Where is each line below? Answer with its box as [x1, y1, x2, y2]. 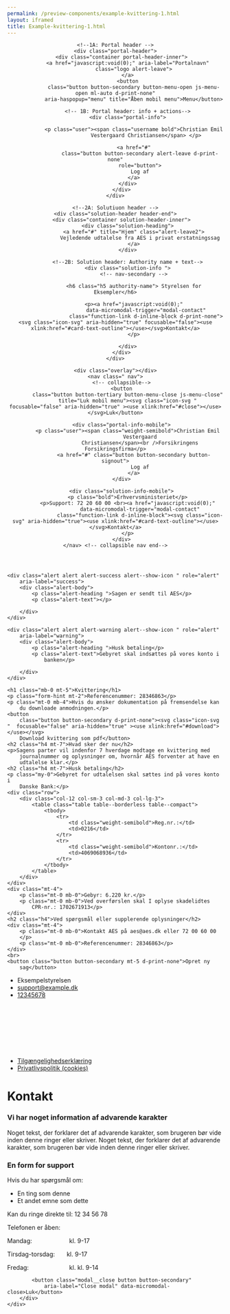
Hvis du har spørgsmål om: [7, 1176, 84, 1184]
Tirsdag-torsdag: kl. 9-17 [7, 1250, 88, 1258]
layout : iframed [7, 17, 54, 23]
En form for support [7, 1160, 74, 1170]
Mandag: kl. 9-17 [7, 1237, 91, 1245]
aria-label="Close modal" [43, 1283, 118, 1290]
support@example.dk [16, 983, 78, 992]
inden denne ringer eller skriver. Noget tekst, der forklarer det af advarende [7, 1136, 221, 1144]
